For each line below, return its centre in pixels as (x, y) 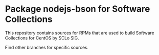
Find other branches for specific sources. (47, 47)
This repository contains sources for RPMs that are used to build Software (80, 33)
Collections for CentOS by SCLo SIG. (42, 38)
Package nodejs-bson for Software (78, 9)
